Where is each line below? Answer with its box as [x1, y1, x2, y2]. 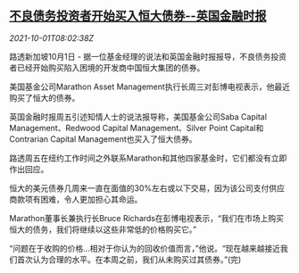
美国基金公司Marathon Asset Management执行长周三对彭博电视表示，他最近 [9, 81, 290, 92]
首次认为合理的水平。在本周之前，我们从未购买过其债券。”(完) [16, 253, 242, 265]
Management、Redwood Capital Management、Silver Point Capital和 [9, 122, 264, 133]
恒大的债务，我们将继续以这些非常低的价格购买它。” [9, 224, 197, 235]
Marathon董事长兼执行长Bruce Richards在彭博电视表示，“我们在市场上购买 [9, 212, 284, 223]
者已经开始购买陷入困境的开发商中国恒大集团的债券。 [9, 62, 205, 73]
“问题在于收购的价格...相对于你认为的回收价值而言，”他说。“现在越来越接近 [9, 243, 281, 253]
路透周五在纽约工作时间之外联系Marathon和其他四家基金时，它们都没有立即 [9, 153, 287, 163]
